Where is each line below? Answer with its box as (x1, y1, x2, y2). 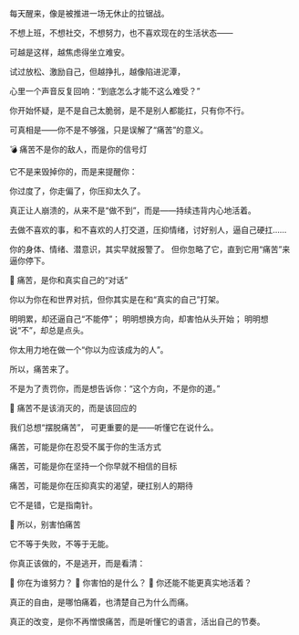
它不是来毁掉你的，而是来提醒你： (9, 166, 138, 176)
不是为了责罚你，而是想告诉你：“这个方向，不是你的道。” (9, 383, 221, 394)
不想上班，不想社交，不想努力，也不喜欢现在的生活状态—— (9, 27, 233, 38)
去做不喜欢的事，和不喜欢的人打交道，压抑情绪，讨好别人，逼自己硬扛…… (9, 225, 287, 235)
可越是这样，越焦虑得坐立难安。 (9, 47, 129, 58)
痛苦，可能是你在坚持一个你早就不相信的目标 (9, 460, 178, 471)
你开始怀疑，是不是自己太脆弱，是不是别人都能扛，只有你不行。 (9, 105, 249, 116)
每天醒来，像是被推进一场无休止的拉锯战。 (9, 8, 170, 18)
